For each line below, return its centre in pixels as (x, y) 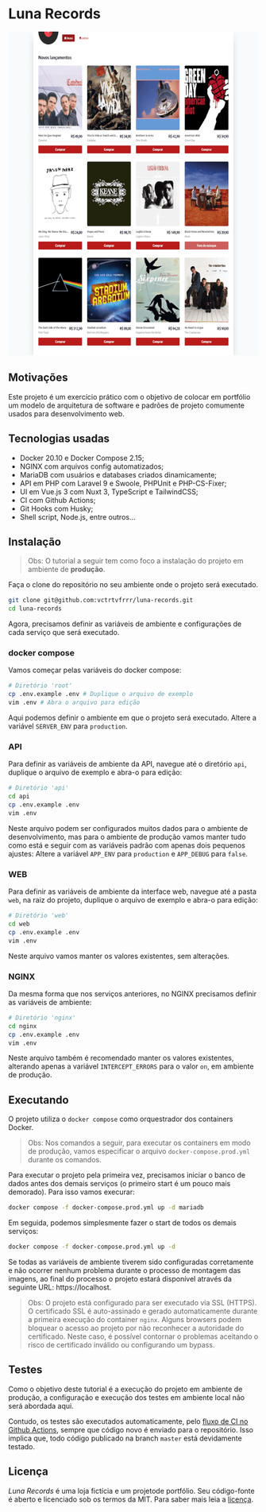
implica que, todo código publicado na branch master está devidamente (125, 1438)
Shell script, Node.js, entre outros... (78, 516)
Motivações (38, 378)
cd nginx (23, 1026)
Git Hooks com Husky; (56, 509)
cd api (19, 797)
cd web (19, 924)
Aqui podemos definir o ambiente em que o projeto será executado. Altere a (132, 718)
